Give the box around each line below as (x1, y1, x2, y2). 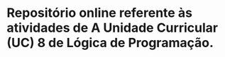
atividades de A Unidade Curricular (6, 20, 218, 36)
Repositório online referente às (6, 5, 193, 21)
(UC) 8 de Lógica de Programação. (6, 35, 214, 51)
